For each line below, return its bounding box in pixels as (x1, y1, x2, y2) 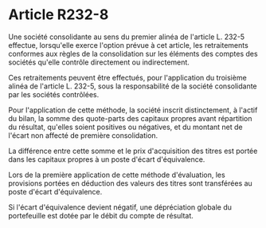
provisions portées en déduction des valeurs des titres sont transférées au (8, 178, 252, 188)
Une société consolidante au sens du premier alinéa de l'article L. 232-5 (8, 32, 245, 41)
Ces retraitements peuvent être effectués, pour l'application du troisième (8, 73, 247, 82)
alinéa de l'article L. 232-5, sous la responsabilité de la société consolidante (8, 81, 257, 91)
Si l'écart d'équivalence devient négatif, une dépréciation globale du (8, 202, 233, 212)
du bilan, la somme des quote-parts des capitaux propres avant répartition (8, 113, 252, 123)
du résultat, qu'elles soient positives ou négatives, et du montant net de (8, 122, 243, 132)
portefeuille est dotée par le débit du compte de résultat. (8, 210, 194, 220)
